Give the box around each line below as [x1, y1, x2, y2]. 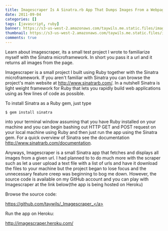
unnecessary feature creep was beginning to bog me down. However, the [5, 170, 156, 176]
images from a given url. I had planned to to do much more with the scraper [5, 154, 161, 160]
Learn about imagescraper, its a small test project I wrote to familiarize [5, 48, 150, 55]
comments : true [5, 35, 37, 40]
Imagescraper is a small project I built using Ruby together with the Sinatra [5, 69, 158, 75]
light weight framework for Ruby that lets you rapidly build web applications [5, 85, 161, 91]
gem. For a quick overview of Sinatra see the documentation [5, 134, 130, 140]
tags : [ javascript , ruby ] [5, 21, 59, 26]
